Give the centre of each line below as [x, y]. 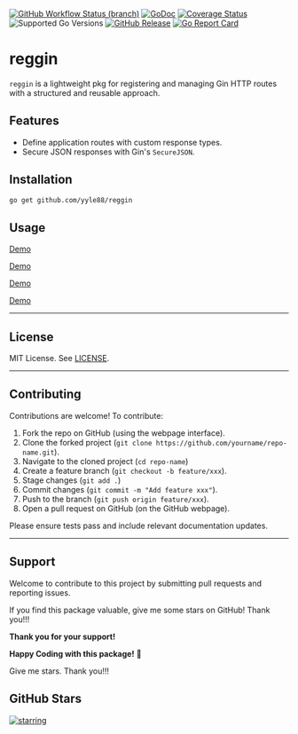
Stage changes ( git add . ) [71, 480]
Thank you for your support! [63, 636]
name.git [38, 453]
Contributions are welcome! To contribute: [86, 415]
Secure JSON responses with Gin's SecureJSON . [108, 152]
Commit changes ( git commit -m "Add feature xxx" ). [120, 489]
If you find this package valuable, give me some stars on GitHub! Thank [140, 610]
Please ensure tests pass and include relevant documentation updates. [139, 525]
